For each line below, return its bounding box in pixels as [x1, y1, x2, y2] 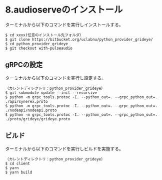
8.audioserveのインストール [5, 4, 123, 16]
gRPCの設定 [5, 61, 43, 69]
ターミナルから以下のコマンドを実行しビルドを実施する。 [5, 145, 123, 151]
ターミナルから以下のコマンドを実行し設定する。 [5, 75, 106, 81]
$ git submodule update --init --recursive [5, 90, 97, 95]
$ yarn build [5, 169, 32, 175]
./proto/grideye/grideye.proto [5, 116, 70, 121]
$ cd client [5, 161, 30, 166]
